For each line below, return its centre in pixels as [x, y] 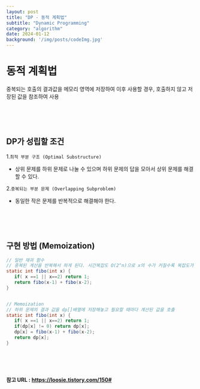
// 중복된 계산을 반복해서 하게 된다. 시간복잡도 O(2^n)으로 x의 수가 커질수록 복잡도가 [100, 266]
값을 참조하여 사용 [38, 96]
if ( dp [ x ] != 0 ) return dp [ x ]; [52, 327]
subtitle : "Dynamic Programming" [48, 23]
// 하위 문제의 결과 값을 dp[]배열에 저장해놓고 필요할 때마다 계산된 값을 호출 [90, 310]
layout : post [22, 12]
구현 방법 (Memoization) [51, 246]
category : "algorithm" [34, 29]
